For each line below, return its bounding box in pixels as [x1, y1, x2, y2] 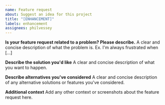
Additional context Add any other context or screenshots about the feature [5, 89, 160, 95]
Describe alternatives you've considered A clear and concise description [5, 74, 158, 80]
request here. [5, 95, 33, 101]
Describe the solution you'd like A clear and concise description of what [5, 59, 155, 65]
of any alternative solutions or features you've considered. [5, 80, 125, 86]
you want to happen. [5, 65, 47, 71]
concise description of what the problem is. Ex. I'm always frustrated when [5, 45, 159, 51]
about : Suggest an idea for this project [5, 12, 92, 17]
